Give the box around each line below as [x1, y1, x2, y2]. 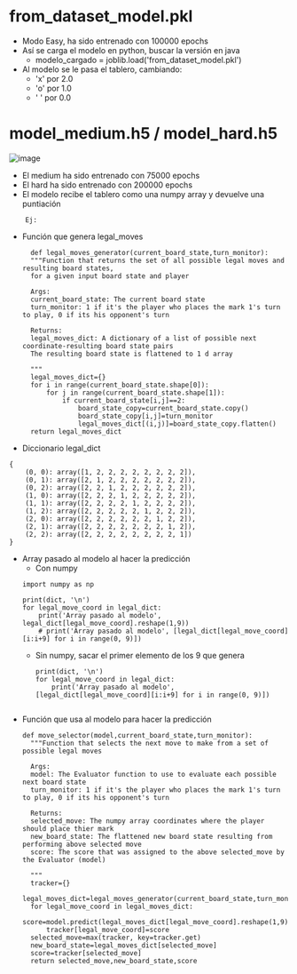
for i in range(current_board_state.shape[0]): [30, 380, 210, 389]
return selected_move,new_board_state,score [30, 956, 198, 965]
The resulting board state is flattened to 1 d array [30, 349, 233, 358]
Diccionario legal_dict [21, 443, 101, 453]
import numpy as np [21, 579, 95, 588]
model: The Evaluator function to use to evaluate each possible [30, 770, 277, 778]
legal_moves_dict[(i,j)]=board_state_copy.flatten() [78, 419, 277, 428]
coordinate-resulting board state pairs [21, 341, 174, 350]
